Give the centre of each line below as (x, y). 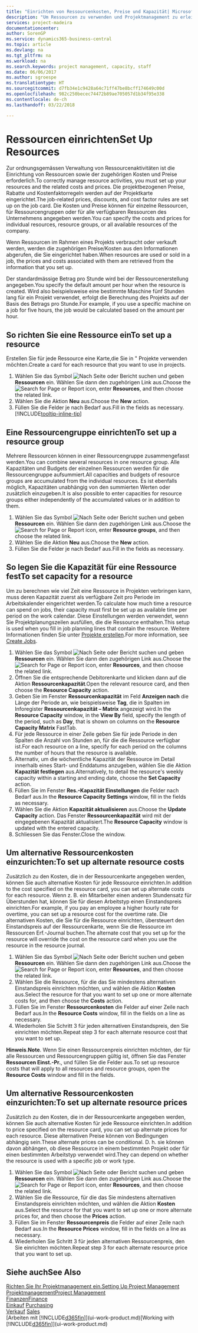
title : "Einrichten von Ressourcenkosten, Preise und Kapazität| (88, 12)
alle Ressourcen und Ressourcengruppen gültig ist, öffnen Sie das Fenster (96, 1056)
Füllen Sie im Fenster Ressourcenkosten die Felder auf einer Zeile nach (102, 1007)
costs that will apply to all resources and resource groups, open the (88, 1069)
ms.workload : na (26, 61)
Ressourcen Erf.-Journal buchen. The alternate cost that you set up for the (96, 933)
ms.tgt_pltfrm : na (29, 55)
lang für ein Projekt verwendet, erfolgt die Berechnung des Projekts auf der (97, 298)
